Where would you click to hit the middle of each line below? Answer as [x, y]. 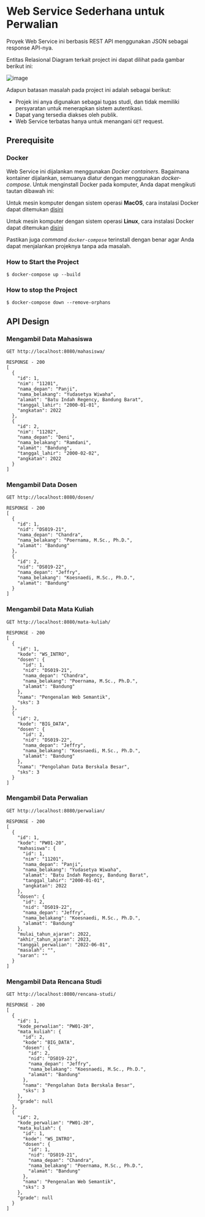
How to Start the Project [43, 262]
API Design [28, 321]
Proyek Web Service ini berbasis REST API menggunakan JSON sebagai [97, 41]
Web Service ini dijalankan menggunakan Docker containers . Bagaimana [98, 171]
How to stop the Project [42, 290]
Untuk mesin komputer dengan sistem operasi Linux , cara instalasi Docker [100, 221]
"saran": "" [32, 955]
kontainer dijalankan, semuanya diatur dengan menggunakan [83, 178]
